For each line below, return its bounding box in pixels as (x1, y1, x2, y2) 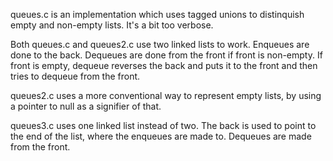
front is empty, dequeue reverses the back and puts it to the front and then (10, 60, 318, 71)
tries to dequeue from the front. (10, 70, 141, 82)
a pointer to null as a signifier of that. (10, 100, 162, 112)
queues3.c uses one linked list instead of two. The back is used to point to (10, 120, 317, 131)
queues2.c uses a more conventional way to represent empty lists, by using (10, 90, 322, 101)
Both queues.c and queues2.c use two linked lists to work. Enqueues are (10, 39, 310, 50)
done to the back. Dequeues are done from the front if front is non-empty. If (10, 49, 323, 61)
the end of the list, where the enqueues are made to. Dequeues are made (10, 130, 312, 142)
